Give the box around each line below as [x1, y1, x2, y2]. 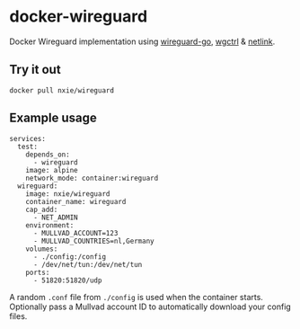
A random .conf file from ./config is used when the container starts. [9, 291, 263, 302]
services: [9, 134, 47, 143]
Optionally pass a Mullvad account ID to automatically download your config [9, 301, 292, 312]
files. [9, 310, 28, 321]
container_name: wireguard [25, 197, 127, 206]
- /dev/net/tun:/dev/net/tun [32, 260, 143, 269]
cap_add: [25, 205, 58, 214]
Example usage [9, 111, 97, 126]
